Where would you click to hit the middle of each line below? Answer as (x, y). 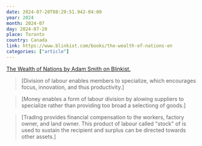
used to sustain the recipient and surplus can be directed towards (103, 130)
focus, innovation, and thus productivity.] (73, 87)
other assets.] (39, 136)
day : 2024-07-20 (27, 29)
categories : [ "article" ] (38, 52)
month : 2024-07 (26, 23)
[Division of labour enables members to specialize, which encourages (109, 80)
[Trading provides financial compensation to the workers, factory (103, 117)
